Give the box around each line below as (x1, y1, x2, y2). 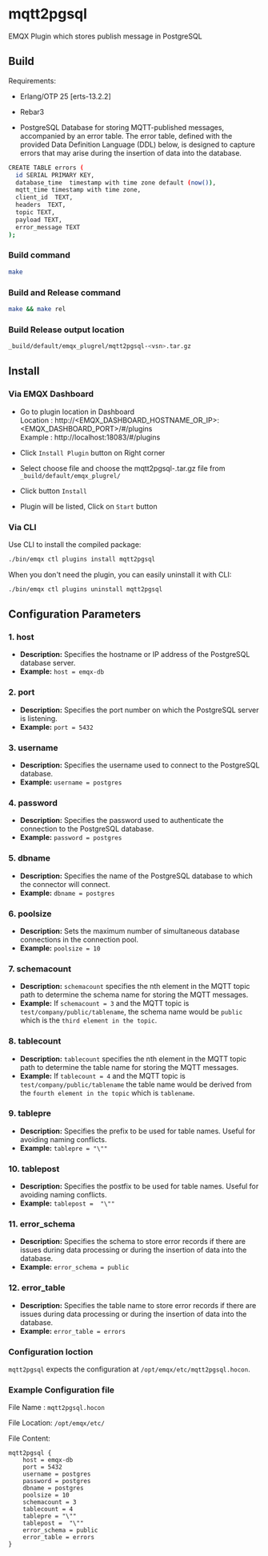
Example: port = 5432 (19, 722, 94, 731)
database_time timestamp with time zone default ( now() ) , (15, 178, 217, 187)
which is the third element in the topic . (19, 1015, 158, 1025)
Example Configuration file (8, 1384, 114, 1396)
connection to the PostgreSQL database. (19, 824, 154, 834)
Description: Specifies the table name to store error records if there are (19, 1300, 257, 1310)
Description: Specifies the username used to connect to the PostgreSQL (19, 760, 260, 770)
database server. (19, 658, 76, 668)
